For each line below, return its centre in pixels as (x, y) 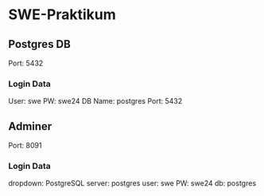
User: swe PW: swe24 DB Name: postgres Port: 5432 (95, 101)
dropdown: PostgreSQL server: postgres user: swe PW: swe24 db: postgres (132, 183)
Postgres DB (40, 44)
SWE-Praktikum (62, 15)
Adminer (30, 126)
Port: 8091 (25, 146)
